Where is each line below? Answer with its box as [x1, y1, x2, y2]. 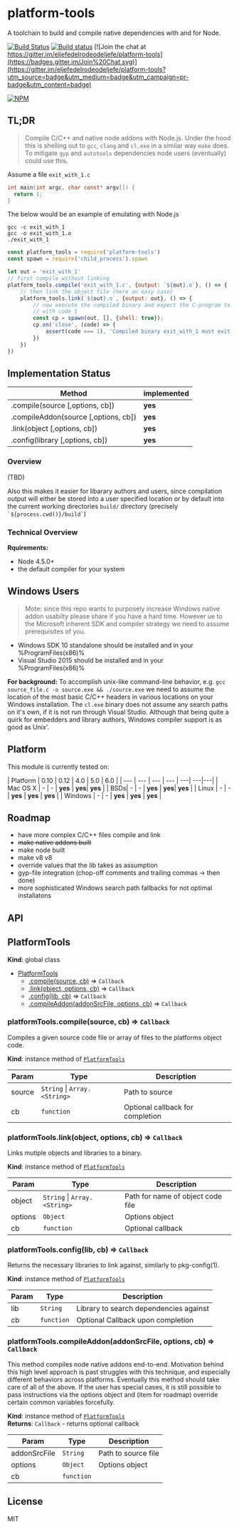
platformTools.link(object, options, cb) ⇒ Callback [7, 1132, 184, 1142]
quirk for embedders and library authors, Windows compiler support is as [7, 715, 223, 724]
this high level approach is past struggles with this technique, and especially [7, 1367, 231, 1376]
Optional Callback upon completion [76, 1315, 194, 1325]
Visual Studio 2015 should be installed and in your [17, 655, 164, 664]
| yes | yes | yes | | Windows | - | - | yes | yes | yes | [7, 791, 162, 799]
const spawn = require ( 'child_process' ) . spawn [7, 255, 148, 263]
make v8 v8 [17, 854, 53, 862]
